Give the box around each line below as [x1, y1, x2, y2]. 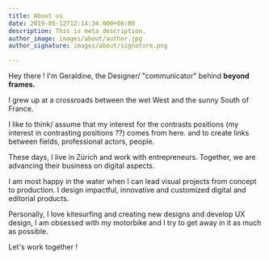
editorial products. [8, 194, 69, 203]
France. [8, 104, 34, 114]
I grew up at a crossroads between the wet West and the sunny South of [8, 95, 249, 105]
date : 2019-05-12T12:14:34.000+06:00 [8, 19, 136, 27]
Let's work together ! [8, 242, 78, 252]
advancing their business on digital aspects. [8, 161, 155, 170]
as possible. [8, 227, 48, 237]
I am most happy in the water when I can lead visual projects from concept [8, 177, 257, 187]
